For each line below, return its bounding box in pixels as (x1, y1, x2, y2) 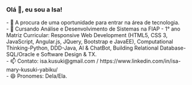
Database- (160, 44, 186, 51)
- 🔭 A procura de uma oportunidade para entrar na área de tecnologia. (6, 19, 180, 26)
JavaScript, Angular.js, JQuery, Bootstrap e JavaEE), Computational (6, 38, 173, 45)
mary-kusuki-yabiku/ (6, 66, 58, 74)
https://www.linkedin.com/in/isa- (100, 57, 181, 65)
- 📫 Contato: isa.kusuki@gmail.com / (6, 57, 99, 65)
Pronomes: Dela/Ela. (17, 72, 67, 80)
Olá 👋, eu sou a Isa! (6, 5, 63, 14)
